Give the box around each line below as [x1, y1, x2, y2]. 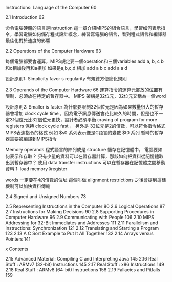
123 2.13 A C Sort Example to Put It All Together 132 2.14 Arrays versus [5, 230, 154, 236]
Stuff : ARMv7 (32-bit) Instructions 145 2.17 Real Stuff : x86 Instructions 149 [5, 261, 165, 267]
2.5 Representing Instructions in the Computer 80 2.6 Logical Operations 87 [5, 203, 165, 209]
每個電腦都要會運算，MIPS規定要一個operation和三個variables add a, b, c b [5, 58, 164, 64]
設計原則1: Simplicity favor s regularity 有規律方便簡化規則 [5, 76, 127, 81]
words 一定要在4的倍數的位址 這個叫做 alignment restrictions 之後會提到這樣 [5, 177, 166, 183]
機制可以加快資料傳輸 [5, 183, 50, 189]
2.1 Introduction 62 [5, 14, 45, 20]
